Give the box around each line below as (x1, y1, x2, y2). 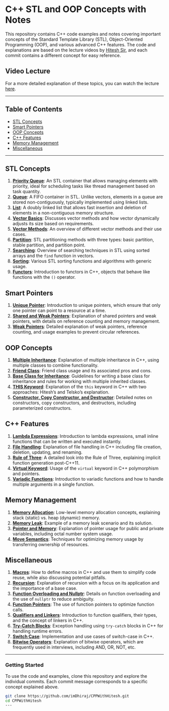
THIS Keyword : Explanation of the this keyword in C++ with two (12, 384, 147, 390)
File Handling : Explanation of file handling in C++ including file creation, (12, 443, 162, 449)
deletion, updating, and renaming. (12, 449, 83, 455)
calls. (12, 607, 24, 613)
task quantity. (12, 188, 41, 195)
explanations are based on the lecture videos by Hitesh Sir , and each (5, 47, 147, 53)
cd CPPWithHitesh (5, 698, 42, 703)
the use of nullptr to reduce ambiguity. (12, 596, 95, 602)
